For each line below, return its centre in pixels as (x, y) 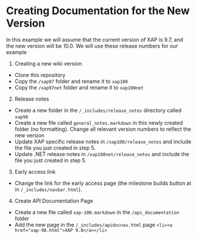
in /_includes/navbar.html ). (48, 189)
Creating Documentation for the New (98, 11)
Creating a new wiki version (48, 64)
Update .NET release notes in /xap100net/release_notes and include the (102, 154)
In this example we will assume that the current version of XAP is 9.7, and (95, 39)
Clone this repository (40, 75)
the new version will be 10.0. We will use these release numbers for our (92, 46)
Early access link (35, 171)
